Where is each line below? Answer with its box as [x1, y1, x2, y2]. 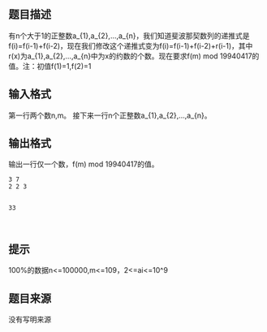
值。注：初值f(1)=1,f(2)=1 [8, 61, 92, 71]
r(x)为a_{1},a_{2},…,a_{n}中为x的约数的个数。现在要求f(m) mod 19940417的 [8, 51, 260, 61]
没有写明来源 [8, 315, 51, 325]
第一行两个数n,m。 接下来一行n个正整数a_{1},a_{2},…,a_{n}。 [8, 110, 213, 120]
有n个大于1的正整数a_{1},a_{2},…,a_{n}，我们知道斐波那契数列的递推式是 [8, 31, 250, 41]
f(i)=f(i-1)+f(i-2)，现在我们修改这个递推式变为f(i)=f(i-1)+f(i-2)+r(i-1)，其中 [8, 41, 253, 50]
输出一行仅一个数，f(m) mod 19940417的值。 [8, 159, 160, 169]
